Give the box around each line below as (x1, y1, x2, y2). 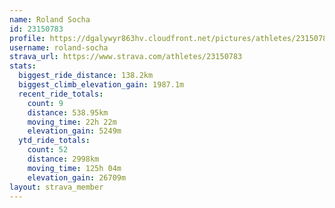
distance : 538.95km (27, 107, 109, 118)
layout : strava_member (9, 182, 104, 192)
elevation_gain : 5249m (27, 126, 122, 136)
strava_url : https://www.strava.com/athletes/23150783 (9, 52, 243, 62)
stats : (9, 61, 37, 71)
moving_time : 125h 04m (27, 163, 122, 173)
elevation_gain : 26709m (27, 172, 127, 183)
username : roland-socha (9, 42, 109, 53)
